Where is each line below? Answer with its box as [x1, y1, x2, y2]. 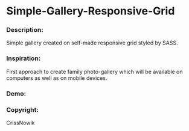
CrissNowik [6, 119, 35, 126]
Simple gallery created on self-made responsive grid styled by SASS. [6, 39, 178, 46]
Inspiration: [6, 54, 41, 62]
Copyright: [6, 105, 39, 114]
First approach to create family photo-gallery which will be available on [6, 68, 183, 75]
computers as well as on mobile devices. [6, 74, 107, 82]
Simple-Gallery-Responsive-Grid [6, 4, 175, 18]
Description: [6, 26, 43, 34]
